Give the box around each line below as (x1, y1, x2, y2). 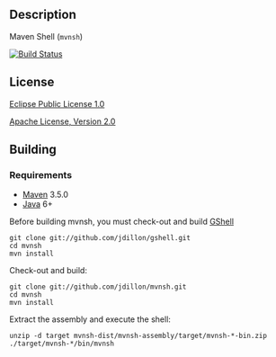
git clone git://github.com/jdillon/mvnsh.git (9, 282, 187, 291)
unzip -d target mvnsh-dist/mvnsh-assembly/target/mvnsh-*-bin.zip (9, 332, 268, 341)
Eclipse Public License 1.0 (9, 98, 105, 109)
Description (9, 7, 76, 22)
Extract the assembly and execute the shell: (9, 314, 171, 325)
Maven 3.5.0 (22, 189, 69, 201)
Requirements (9, 168, 73, 181)
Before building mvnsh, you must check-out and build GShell (9, 216, 235, 228)
